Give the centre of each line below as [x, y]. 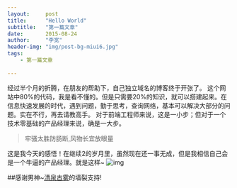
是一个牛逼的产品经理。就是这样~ [56, 162]
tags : [15, 54]
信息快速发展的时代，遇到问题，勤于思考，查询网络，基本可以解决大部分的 [116, 105]
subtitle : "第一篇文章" [43, 27]
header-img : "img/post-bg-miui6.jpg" [63, 47]
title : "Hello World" [47, 21]
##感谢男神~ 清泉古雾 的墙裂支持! [55, 177]
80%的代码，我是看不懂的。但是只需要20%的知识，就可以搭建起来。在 [123, 96]
